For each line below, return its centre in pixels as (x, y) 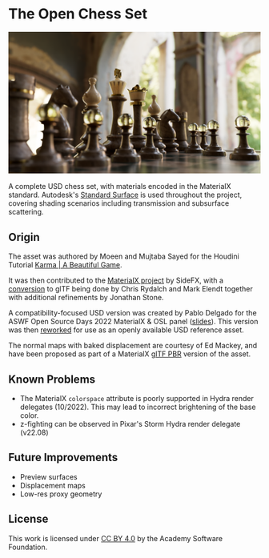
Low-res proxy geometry (61, 494)
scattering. (26, 212)
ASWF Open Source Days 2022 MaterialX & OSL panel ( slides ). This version (133, 322)
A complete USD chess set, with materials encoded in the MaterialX (120, 187)
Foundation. (28, 547)
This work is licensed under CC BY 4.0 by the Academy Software (115, 538)
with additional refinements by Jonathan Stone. (86, 298)
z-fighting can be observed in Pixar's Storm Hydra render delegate (130, 424)
